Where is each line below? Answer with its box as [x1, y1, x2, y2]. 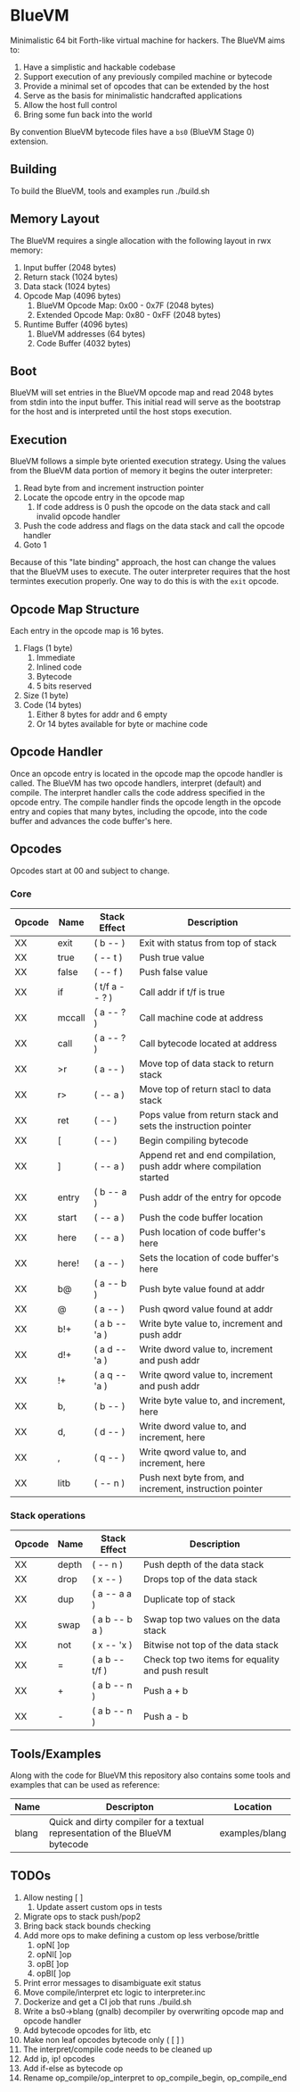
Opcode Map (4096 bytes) [22, 290, 121, 301]
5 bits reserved [36, 680, 93, 691]
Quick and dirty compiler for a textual [48, 1816, 204, 1829]
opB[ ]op [36, 1958, 69, 1969]
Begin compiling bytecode [139, 1134, 248, 1146]
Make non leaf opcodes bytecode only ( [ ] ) [22, 2034, 185, 2045]
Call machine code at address [139, 1011, 264, 1023]
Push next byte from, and [139, 1471, 245, 1483]
